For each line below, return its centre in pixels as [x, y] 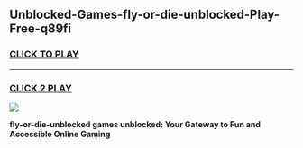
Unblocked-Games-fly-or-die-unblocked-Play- [145, 15]
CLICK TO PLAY [44, 55]
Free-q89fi [41, 29]
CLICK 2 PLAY [41, 88]
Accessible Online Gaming [60, 134]
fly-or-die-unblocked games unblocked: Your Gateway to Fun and [135, 124]
